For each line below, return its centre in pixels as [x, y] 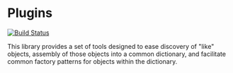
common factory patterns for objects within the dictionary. [92, 61]
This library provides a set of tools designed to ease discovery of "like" [111, 46]
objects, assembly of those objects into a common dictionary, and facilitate [117, 54]
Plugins [30, 13]
